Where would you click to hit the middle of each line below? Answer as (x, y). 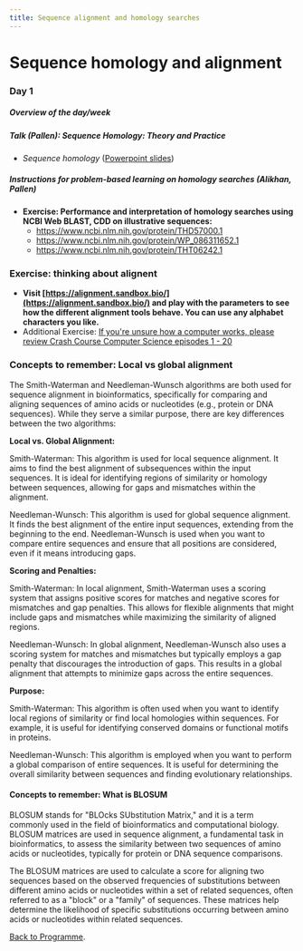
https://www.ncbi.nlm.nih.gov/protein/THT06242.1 (129, 250)
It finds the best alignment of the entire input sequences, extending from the (151, 524)
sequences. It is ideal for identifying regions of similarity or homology (138, 478)
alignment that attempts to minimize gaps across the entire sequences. (142, 673)
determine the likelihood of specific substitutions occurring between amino (149, 909)
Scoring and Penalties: (53, 570)
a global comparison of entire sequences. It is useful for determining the (144, 764)
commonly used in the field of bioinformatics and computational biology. (144, 824)
